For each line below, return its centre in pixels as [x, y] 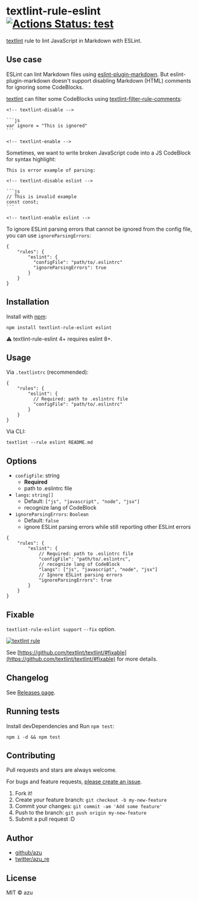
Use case [24, 59]
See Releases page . [31, 692]
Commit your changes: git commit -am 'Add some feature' [89, 806]
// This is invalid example [42, 197]
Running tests [33, 712]
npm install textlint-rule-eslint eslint [59, 327]
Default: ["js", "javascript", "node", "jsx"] [82, 501]
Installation [28, 302]
